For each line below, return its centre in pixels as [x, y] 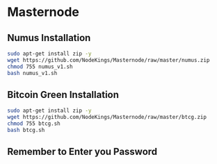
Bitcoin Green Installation [63, 95]
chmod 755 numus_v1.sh [40, 67]
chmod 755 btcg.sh [34, 124]
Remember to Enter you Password [82, 152]
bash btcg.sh [26, 130]
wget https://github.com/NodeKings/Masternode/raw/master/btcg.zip [107, 117]
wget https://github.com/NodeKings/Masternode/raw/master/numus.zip [108, 60]
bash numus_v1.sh [32, 73]
